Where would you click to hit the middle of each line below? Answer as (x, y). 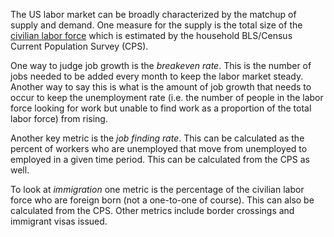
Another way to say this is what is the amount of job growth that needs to (161, 87)
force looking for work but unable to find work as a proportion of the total (161, 108)
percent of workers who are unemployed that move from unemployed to (159, 148)
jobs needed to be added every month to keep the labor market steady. (157, 76)
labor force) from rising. (59, 118)
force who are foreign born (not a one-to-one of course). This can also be (162, 200)
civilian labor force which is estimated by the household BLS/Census (151, 35)
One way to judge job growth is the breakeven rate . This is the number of (161, 65)
